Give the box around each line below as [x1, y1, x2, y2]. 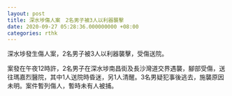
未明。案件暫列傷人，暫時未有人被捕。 [7, 81, 117, 90]
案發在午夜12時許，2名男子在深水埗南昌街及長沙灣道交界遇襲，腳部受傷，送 [7, 64, 226, 73]
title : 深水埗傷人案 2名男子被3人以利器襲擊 [7, 17, 124, 24]
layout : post [7, 10, 45, 17]
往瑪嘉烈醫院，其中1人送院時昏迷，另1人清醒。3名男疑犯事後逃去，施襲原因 [7, 73, 225, 81]
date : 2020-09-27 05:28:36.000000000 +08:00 [7, 23, 139, 30]
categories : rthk [7, 29, 58, 37]
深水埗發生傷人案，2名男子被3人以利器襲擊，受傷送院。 [7, 49, 168, 58]
